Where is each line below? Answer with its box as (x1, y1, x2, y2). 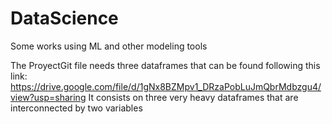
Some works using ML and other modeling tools (10, 40, 208, 52)
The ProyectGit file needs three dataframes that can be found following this (10, 59, 321, 71)
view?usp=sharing (10, 91, 87, 103)
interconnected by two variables (10, 102, 143, 114)
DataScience (10, 7, 119, 30)
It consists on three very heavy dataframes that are (88, 91, 299, 103)
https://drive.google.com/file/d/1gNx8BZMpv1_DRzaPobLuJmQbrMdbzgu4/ (10, 80, 322, 92)
